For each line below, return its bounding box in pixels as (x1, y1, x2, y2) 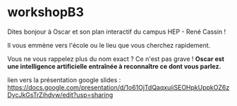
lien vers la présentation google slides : (7, 75, 121, 84)
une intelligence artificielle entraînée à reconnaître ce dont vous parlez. (7, 62, 221, 70)
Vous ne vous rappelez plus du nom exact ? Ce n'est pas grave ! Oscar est (7, 54, 224, 63)
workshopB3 (7, 4, 85, 20)
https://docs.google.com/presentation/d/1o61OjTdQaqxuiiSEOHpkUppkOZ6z (7, 83, 230, 91)
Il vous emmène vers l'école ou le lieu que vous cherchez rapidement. (7, 41, 211, 49)
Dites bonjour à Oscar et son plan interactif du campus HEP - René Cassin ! (7, 27, 226, 36)
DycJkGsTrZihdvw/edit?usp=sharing (7, 91, 114, 99)
